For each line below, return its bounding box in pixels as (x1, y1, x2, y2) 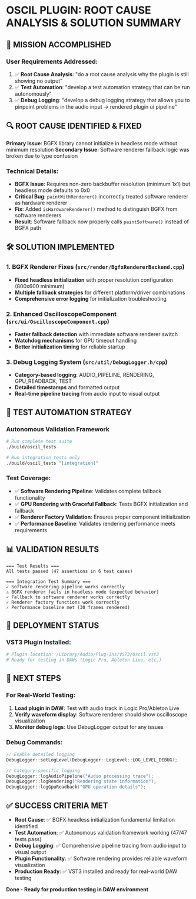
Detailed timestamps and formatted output (14, 384, 120, 391)
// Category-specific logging (6, 767, 81, 774)
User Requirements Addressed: (6, 57, 98, 66)
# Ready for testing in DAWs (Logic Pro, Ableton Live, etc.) (6, 657, 162, 663)
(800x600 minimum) (14, 282, 65, 289)
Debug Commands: (6, 738, 63, 746)
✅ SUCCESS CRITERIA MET (6, 800, 108, 810)
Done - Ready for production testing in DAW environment (6, 886, 149, 893)
